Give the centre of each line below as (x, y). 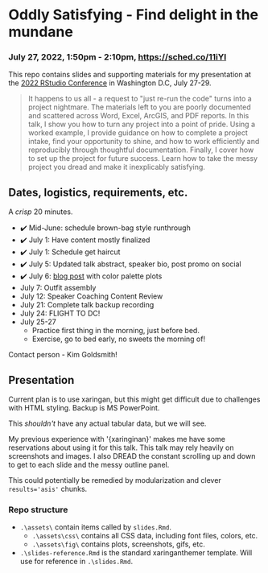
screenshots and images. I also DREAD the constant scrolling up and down (132, 456)
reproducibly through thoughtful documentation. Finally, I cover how (141, 150)
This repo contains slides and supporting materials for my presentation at (130, 75)
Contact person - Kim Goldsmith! (63, 355)
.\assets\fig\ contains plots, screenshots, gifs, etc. (118, 544)
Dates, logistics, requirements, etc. (98, 192)
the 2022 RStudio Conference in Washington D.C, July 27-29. (110, 83)
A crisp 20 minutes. (41, 212)
